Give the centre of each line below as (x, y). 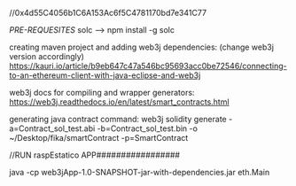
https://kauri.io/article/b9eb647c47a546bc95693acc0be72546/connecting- (148, 66)
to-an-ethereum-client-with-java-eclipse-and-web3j (105, 75)
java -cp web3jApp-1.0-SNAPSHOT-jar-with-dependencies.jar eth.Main (140, 172)
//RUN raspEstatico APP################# (94, 155)
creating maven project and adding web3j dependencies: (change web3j (142, 47)
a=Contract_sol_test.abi (52, 128)
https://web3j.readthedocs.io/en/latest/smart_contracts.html (119, 102)
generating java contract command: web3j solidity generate (118, 119)
